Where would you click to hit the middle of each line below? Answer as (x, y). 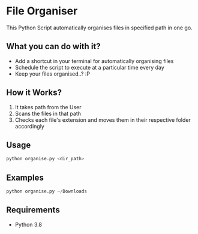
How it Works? (34, 93)
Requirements (33, 210)
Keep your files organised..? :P (52, 74)
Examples (25, 177)
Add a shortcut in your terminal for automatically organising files (94, 61)
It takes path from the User (48, 107)
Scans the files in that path (48, 113)
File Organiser (42, 11)
